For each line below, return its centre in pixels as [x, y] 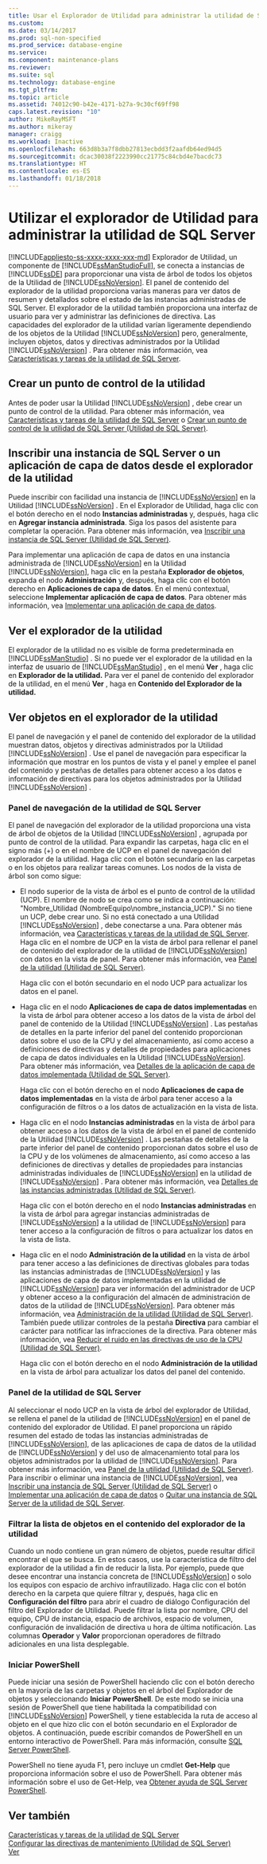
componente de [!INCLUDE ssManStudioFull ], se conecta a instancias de [126, 265]
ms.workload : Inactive [46, 141]
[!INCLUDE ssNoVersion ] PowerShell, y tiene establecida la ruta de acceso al [133, 1716]
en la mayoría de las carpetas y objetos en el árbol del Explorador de [120, 1690]
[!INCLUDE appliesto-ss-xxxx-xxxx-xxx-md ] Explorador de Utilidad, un [123, 256]
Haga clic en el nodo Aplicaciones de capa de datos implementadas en [138, 1007]
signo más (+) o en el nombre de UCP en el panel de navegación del [120, 851]
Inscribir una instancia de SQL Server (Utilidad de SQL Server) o [113, 1486]
